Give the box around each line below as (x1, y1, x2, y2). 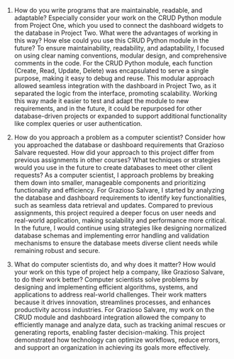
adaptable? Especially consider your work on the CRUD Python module (13, 14, 222, 22)
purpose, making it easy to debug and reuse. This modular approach (13, 74, 215, 82)
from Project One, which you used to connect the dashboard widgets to (13, 21, 223, 29)
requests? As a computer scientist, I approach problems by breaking (13, 171, 214, 179)
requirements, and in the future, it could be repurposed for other (13, 105, 202, 112)
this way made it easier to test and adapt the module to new (13, 97, 189, 105)
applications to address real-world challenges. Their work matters (13, 291, 207, 299)
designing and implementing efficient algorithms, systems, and (13, 283, 199, 291)
